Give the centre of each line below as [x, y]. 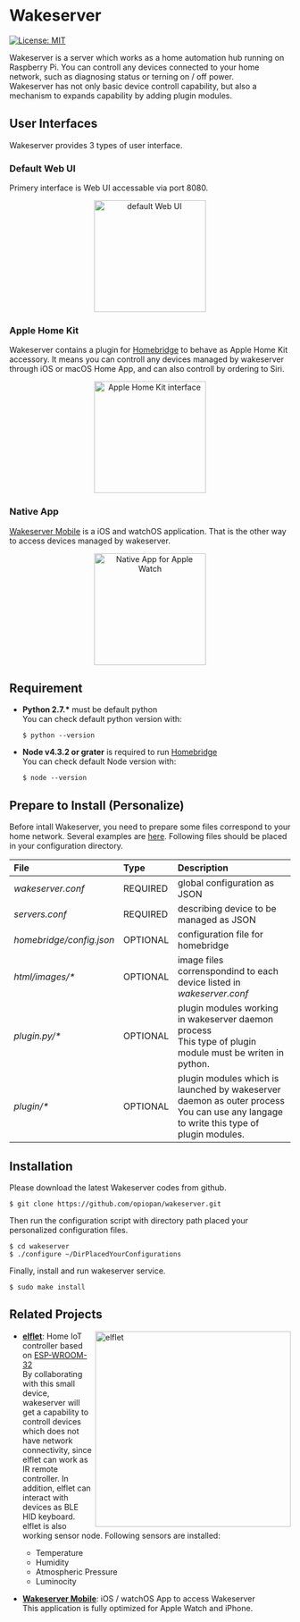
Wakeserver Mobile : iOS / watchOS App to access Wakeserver [139, 1598]
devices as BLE [50, 1507]
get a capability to [55, 1412]
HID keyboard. [49, 1517]
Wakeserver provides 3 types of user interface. [96, 145]
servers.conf [40, 914]
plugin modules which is [228, 1079]
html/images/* [45, 977]
